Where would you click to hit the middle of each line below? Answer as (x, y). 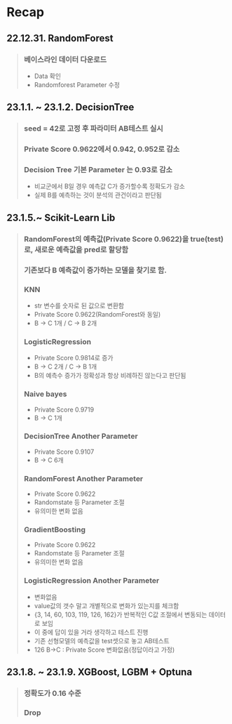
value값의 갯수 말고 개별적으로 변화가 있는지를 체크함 (107, 605)
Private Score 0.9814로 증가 (74, 358)
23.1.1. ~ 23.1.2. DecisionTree (70, 107)
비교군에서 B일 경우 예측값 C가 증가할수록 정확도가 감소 (109, 186)
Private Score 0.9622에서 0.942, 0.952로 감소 (102, 150)
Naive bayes (45, 394)
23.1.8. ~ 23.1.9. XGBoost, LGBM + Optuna (100, 672)
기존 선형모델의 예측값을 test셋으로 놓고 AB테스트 (102, 640)
